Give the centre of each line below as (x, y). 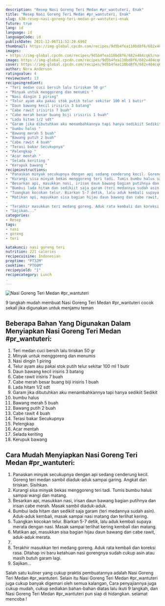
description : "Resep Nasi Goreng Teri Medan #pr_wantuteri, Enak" (75, 10)
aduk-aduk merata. (32, 537)
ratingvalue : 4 (21, 74)
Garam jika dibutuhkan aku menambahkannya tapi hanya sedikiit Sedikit (85, 393)
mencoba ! (16, 599)
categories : (18, 215)
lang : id (14, 28)
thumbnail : (17, 46)
